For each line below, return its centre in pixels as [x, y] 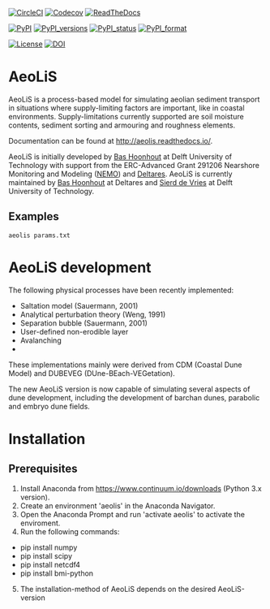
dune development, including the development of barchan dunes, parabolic [134, 397]
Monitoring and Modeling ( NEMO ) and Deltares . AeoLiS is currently [120, 174]
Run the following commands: [70, 531]
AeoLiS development [80, 267]
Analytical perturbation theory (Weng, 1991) [93, 314]
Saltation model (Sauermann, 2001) [79, 305]
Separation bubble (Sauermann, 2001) [84, 323]
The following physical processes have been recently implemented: [121, 290]
